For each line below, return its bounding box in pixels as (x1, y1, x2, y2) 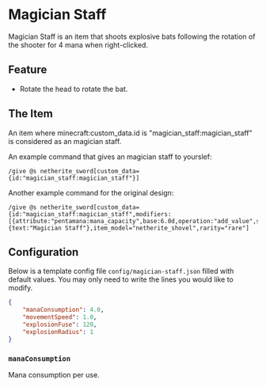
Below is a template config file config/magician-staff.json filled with (8, 267, 234, 276)
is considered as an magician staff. (8, 136, 122, 146)
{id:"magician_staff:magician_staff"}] (8, 174, 140, 182)
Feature (8, 63, 47, 77)
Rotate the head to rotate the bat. (19, 84, 128, 93)
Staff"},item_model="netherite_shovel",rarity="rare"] (64, 224, 249, 232)
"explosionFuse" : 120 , (22, 321, 97, 328)
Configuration (8, 245, 79, 259)
